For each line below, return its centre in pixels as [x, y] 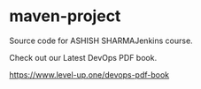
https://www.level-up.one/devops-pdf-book [89, 74]
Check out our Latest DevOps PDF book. [83, 57]
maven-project [65, 16]
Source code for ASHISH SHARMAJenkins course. [101, 41]
